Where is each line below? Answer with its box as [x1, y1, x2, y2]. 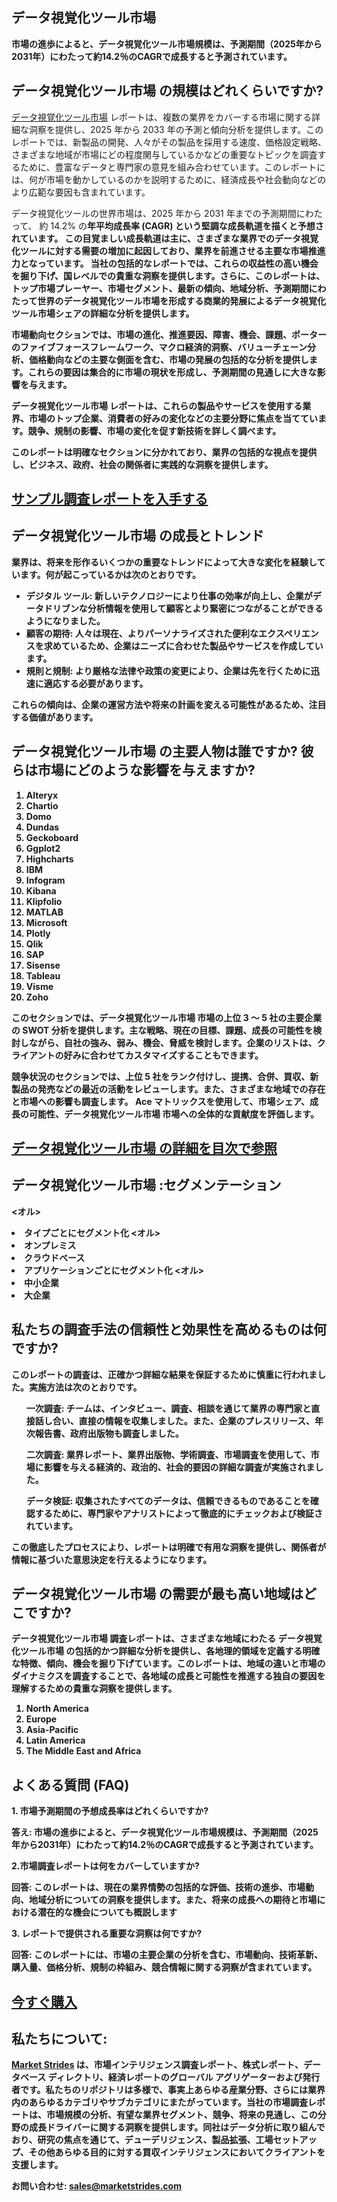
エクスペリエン [258, 627, 319, 639]
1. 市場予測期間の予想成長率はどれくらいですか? [11, 1805, 209, 1817]
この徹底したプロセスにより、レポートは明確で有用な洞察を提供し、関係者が [11, 1541, 327, 1553]
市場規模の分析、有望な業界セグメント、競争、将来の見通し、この [45, 2109, 318, 2121]
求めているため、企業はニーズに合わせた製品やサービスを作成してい [43, 639, 324, 652]
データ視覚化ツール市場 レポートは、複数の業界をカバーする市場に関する [11, 111, 312, 123]
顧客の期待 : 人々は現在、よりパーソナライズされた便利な [25, 627, 259, 639]
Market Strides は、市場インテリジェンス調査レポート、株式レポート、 [11, 2059, 304, 2071]
